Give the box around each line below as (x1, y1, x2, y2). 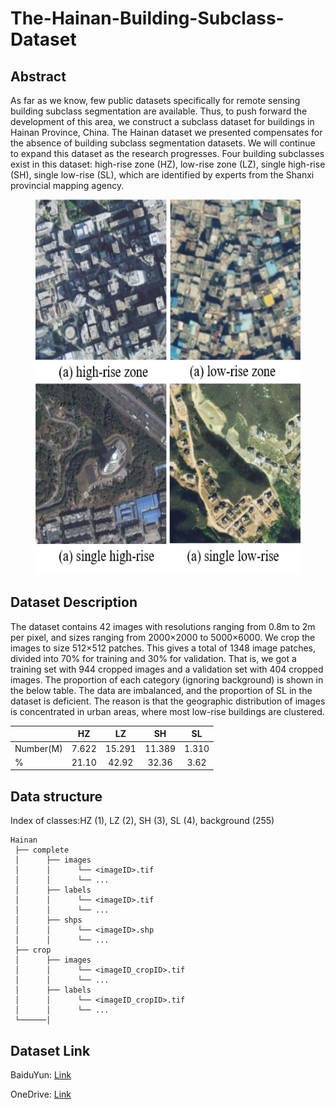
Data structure (10, 788, 103, 805)
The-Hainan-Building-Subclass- (10, 7, 285, 30)
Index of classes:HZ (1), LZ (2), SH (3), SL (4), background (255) (10, 815, 275, 827)
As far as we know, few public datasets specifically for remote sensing (10, 95, 301, 106)
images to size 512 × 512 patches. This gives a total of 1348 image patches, (10, 642, 317, 654)
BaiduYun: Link (10, 1068, 72, 1081)
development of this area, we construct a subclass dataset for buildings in (10, 116, 315, 127)
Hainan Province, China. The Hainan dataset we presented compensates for (10, 127, 323, 138)
